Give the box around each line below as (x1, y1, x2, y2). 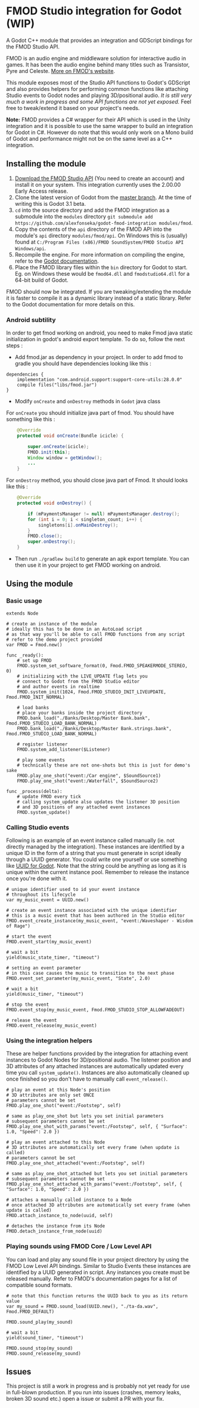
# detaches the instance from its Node (6, 1223, 105, 1229)
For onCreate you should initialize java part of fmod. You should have (6, 409, 175, 416)
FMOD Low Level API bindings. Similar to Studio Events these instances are (6, 1262, 191, 1269)
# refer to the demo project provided (6, 636, 102, 643)
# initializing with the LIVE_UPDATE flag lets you (17, 673, 148, 679)
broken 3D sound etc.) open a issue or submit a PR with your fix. (6, 1395, 164, 1403)
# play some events (17, 757, 66, 763)
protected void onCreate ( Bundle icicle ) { (17, 433, 124, 439)
